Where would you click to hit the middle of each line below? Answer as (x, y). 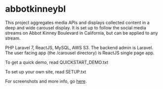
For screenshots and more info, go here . (46, 81)
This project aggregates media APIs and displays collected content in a (77, 22)
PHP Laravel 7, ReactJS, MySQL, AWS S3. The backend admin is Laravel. (79, 47)
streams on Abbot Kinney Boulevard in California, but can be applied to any (81, 33)
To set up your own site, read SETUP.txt (46, 71)
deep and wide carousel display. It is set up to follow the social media (76, 27)
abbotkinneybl (36, 9)
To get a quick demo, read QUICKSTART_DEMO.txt (57, 62)
